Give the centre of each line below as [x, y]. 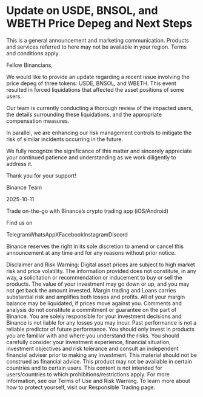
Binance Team [24, 187]
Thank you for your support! [42, 175]
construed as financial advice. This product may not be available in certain [99, 361]
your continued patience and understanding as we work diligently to [92, 157]
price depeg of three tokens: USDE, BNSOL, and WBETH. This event [92, 83]
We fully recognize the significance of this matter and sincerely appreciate [99, 151]
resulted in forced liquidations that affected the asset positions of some [95, 89]
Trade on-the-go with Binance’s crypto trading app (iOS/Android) [87, 211]
